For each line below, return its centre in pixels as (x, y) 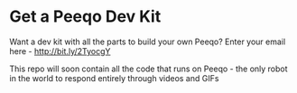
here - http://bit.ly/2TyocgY (60, 51)
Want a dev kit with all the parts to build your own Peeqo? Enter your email (148, 42)
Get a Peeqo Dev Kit (85, 17)
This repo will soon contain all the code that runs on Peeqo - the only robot (148, 69)
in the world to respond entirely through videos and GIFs (114, 78)
